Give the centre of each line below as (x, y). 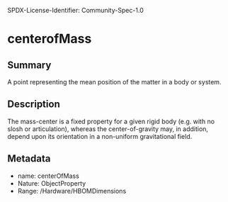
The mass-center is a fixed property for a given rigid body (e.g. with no (111, 121)
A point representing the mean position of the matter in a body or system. (114, 82)
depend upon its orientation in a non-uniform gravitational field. (100, 136)
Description (34, 105)
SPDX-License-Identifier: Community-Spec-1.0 (75, 10)
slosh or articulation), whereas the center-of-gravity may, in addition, (108, 129)
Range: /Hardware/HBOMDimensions (72, 191)
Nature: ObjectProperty (52, 183)
